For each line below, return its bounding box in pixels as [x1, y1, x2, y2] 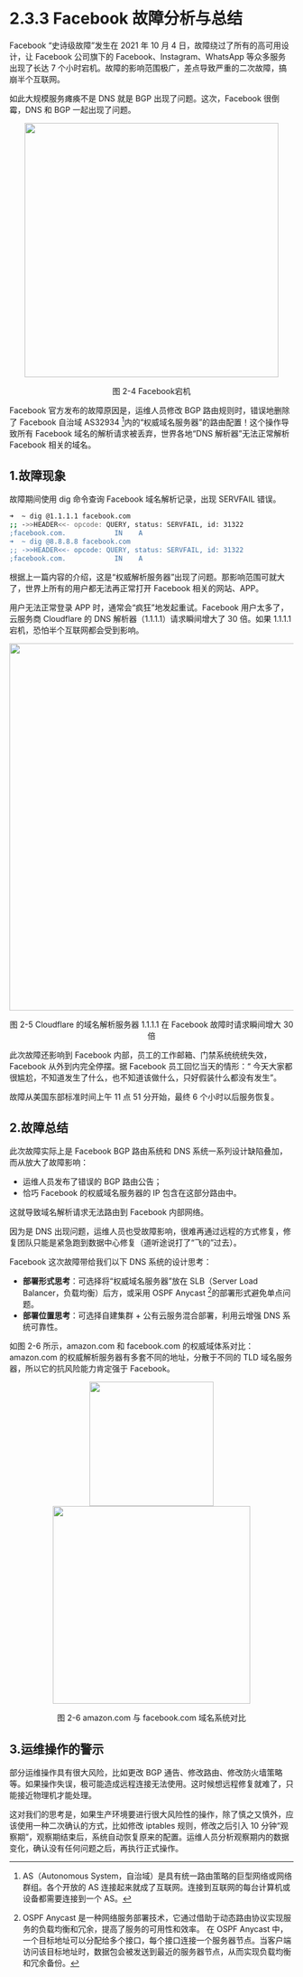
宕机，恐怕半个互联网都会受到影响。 [9, 625, 144, 635]
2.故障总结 [9, 1120, 69, 1135]
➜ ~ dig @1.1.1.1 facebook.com [9, 512, 131, 521]
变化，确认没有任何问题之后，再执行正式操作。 [9, 1842, 183, 1853]
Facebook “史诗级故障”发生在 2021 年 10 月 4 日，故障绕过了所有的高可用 [9, 40, 282, 51]
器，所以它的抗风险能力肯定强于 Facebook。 [9, 1363, 175, 1374]
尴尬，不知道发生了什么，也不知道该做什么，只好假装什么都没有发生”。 [16, 1072, 282, 1083]
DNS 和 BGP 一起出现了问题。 [24, 104, 136, 115]
